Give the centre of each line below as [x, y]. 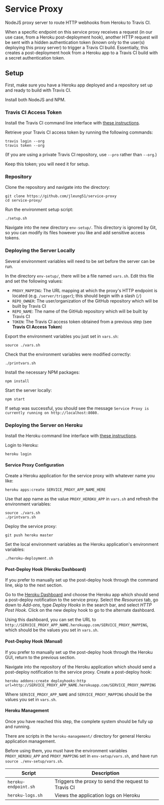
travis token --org [25, 146]
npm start [15, 399]
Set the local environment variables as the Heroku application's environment [82, 544]
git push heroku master [29, 535]
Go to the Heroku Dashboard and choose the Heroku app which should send [82, 595]
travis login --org [25, 141]
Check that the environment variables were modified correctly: [68, 354]
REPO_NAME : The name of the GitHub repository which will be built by [80, 311]
